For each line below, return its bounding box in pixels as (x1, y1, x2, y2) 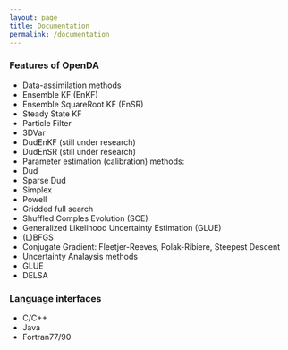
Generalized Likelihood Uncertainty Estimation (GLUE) (21, 222, 222, 233)
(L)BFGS (21, 232, 54, 243)
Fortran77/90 (21, 331, 72, 342)
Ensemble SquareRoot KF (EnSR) (21, 98, 144, 109)
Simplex (21, 184, 52, 195)
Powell (21, 193, 47, 204)
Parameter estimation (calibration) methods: (21, 156, 185, 166)
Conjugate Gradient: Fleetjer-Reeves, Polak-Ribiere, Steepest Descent (21, 241, 281, 252)
